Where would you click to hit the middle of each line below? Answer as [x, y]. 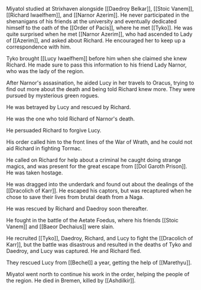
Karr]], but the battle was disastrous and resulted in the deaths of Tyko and [99, 244]
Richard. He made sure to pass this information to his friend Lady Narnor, [97, 65]
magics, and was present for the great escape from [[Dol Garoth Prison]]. [97, 166]
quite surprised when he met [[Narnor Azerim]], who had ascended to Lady [100, 34]
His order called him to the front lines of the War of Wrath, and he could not [99, 142]
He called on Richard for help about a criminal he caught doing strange [94, 160]
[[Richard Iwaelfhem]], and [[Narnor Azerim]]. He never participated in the [98, 15]
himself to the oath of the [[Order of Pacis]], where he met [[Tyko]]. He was [100, 28]
